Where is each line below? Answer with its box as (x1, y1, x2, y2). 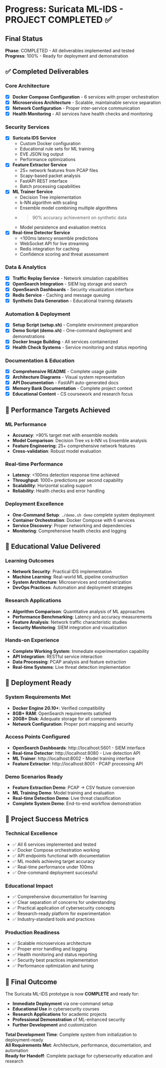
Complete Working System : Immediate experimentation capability (12, 648, 150, 654)
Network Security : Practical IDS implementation (12, 569, 112, 575)
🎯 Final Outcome (5, 977, 57, 986)
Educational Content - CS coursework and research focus (12, 391, 133, 397)
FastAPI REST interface (19, 178, 68, 184)
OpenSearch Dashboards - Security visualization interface (12, 286, 134, 292)
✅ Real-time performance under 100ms (12, 864, 93, 870)
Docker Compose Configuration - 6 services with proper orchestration (12, 94, 159, 100)
